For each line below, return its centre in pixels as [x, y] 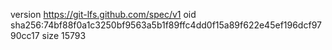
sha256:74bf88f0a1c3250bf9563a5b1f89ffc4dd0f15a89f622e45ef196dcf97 [166, 25]
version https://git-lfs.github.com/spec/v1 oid [103, 14]
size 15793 [64, 35]
